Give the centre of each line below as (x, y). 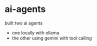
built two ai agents (24, 23)
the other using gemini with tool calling (52, 38)
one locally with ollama (35, 32)
